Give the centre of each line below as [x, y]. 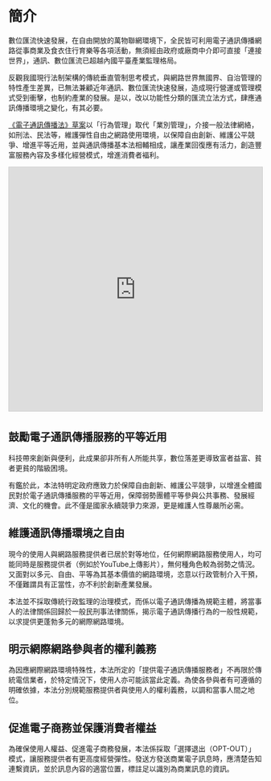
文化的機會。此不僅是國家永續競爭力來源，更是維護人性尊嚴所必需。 [135, 505]
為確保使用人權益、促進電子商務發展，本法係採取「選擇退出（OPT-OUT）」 [132, 749]
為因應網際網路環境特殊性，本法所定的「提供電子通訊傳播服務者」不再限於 [131, 670]
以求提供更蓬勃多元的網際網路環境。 [68, 621]
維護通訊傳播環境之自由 [66, 533]
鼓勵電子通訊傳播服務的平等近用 [88, 437]
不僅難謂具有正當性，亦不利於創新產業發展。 [82, 584]
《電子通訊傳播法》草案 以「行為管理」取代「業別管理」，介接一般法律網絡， [133, 125]
